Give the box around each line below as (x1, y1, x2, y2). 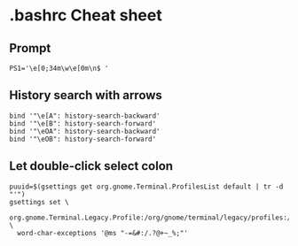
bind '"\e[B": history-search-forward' (9, 119, 157, 128)
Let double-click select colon (9, 158, 174, 173)
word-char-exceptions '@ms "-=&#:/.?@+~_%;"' (17, 228, 189, 237)
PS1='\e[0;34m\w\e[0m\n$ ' (9, 64, 109, 73)
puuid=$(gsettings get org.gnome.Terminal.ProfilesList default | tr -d (9, 182, 284, 191)
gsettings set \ (9, 197, 69, 206)
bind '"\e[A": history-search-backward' (9, 111, 161, 120)
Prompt (9, 41, 51, 56)
